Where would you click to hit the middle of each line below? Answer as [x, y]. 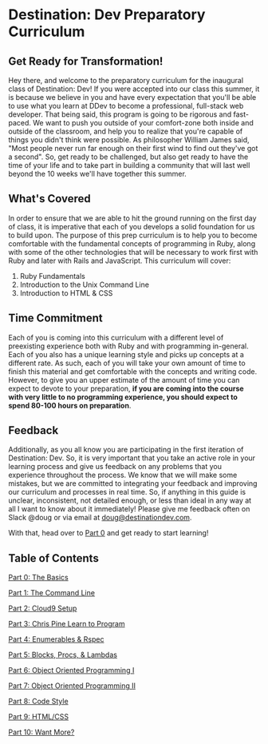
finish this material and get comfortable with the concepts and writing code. [133, 371]
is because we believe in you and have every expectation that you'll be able [132, 97]
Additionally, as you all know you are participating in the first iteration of [126, 450]
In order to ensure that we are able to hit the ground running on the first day [132, 218]
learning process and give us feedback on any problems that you [115, 467]
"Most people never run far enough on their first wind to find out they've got [133, 148]
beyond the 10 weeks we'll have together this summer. [98, 174]
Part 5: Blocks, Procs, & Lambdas [63, 655]
